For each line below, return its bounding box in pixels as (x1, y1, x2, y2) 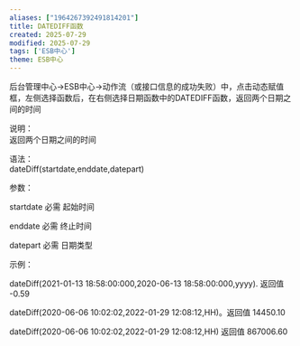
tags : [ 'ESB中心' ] (9, 47, 76, 56)
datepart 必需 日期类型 (9, 240, 93, 250)
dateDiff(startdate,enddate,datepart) (9, 164, 145, 174)
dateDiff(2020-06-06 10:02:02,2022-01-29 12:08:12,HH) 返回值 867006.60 (9, 326, 288, 337)
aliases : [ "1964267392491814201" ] (9, 13, 140, 23)
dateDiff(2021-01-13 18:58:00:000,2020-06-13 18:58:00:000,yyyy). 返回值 (9, 278, 285, 289)
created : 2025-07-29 (9, 30, 87, 39)
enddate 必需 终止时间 (9, 220, 92, 231)
